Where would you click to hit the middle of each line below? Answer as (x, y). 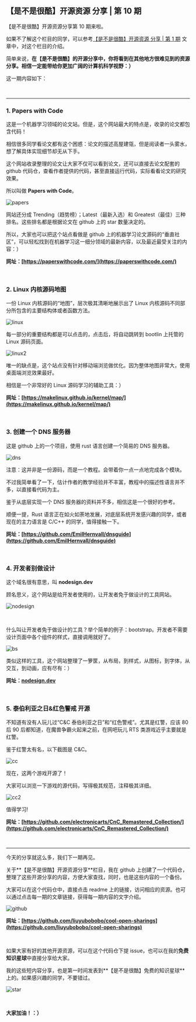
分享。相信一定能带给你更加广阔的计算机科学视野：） (70, 66)
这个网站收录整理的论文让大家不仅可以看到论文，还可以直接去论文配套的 (93, 164)
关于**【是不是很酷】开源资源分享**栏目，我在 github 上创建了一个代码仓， (97, 870)
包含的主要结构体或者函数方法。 (55, 310)
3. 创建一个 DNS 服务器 (38, 432)
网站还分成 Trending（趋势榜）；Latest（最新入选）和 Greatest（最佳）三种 (96, 215)
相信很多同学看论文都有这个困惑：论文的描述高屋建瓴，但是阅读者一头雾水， (98, 144)
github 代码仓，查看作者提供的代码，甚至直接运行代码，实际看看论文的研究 (96, 171)
